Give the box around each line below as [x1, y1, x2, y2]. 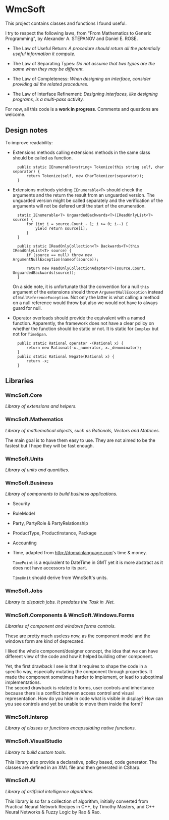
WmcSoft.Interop [5, 713, 48, 720]
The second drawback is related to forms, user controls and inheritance [5, 684, 154, 690]
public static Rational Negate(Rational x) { [17, 354, 115, 359]
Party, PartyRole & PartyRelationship [12, 520, 88, 526]
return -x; [26, 358, 49, 363]
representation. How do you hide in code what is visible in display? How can [5, 695, 163, 702]
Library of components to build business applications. [5, 491, 118, 497]
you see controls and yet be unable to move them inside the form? [5, 701, 143, 707]
